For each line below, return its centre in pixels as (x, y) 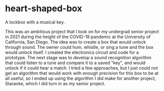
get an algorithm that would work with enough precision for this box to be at (82, 73)
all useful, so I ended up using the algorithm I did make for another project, (81, 78)
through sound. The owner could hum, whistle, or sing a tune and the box (79, 47)
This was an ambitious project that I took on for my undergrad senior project (82, 31)
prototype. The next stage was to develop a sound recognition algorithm (78, 57)
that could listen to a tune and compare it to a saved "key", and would (75, 63)
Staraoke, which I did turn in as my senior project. (55, 83)
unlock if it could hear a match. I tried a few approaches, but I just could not (82, 68)
